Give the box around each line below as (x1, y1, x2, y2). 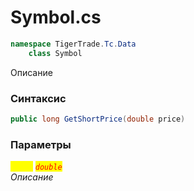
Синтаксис (10, 91, 67, 105)
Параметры (10, 137, 72, 151)
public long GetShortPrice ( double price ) (10, 114, 186, 124)
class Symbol (28, 48, 83, 58)
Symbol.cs (10, 6, 102, 29)
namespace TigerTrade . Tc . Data (10, 39, 137, 49)
